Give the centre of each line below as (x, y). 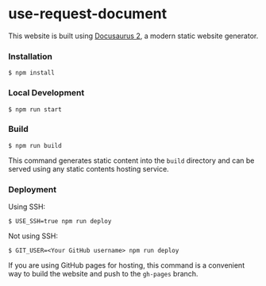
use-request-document (88, 14)
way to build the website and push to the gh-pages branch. (103, 274)
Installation (31, 56)
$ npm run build (35, 145)
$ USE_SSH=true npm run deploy (60, 222)
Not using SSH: (33, 236)
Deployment (33, 189)
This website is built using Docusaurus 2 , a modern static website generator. (133, 36)
